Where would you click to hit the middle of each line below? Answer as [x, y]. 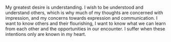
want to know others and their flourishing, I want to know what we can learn [85, 23]
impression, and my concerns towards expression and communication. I [81, 18]
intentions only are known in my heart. [46, 34]
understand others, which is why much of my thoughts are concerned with [84, 13]
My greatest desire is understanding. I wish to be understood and [74, 7]
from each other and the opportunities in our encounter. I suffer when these [85, 29]
